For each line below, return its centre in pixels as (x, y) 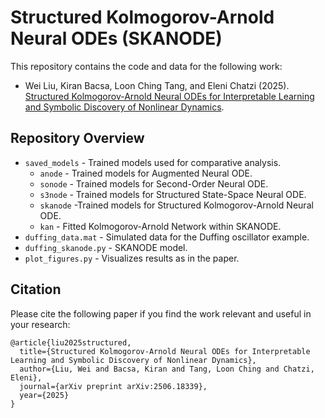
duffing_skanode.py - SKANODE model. (106, 247)
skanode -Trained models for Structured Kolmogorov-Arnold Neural (176, 205)
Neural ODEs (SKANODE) (116, 38)
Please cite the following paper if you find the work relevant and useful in (161, 313)
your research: (40, 324)
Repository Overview (77, 138)
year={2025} (44, 395)
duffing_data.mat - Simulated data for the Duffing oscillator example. (167, 237)
